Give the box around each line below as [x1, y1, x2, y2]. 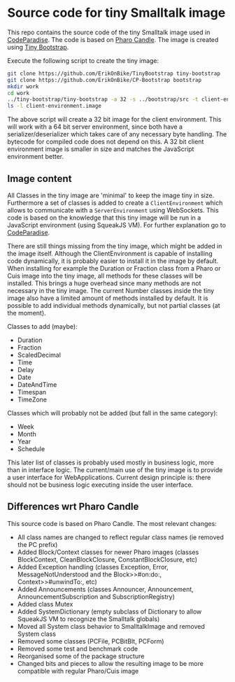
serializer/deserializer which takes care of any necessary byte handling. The [7, 130, 227, 138]
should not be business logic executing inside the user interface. [7, 481, 194, 489]
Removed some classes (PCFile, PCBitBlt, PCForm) [17, 637, 164, 645]
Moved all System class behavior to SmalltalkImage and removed [17, 622, 205, 630]
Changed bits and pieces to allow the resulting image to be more [17, 659, 204, 667]
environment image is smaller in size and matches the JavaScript [7, 145, 194, 153]
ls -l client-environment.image [7, 103, 101, 110]
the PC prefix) [17, 540, 58, 548]
